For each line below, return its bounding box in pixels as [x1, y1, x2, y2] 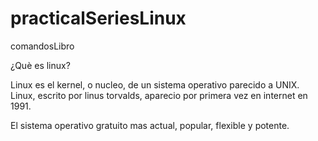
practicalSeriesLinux [10, 7, 187, 30]
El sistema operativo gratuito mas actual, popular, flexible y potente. [10, 119, 290, 131]
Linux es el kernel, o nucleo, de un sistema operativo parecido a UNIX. [10, 78, 300, 91]
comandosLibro [10, 40, 75, 52]
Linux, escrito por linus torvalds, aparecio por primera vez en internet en [10, 89, 308, 101]
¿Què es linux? [10, 59, 71, 71]
